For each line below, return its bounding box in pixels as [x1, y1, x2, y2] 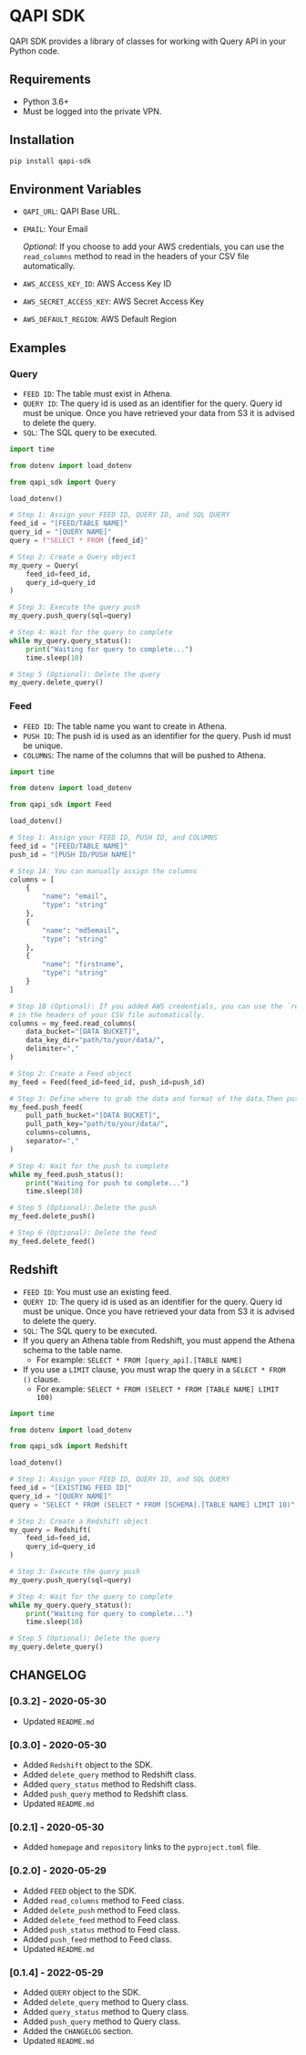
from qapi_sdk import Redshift [9, 1442, 128, 1451]
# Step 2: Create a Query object [9, 552, 137, 561]
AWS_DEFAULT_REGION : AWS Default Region [22, 314, 178, 325]
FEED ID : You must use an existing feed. [22, 1286, 171, 1297]
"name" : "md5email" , [42, 925, 120, 935]
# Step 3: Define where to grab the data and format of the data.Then [9, 1094, 283, 1103]
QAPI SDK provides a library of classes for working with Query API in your [9, 36, 287, 47]
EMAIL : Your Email [22, 224, 88, 235]
